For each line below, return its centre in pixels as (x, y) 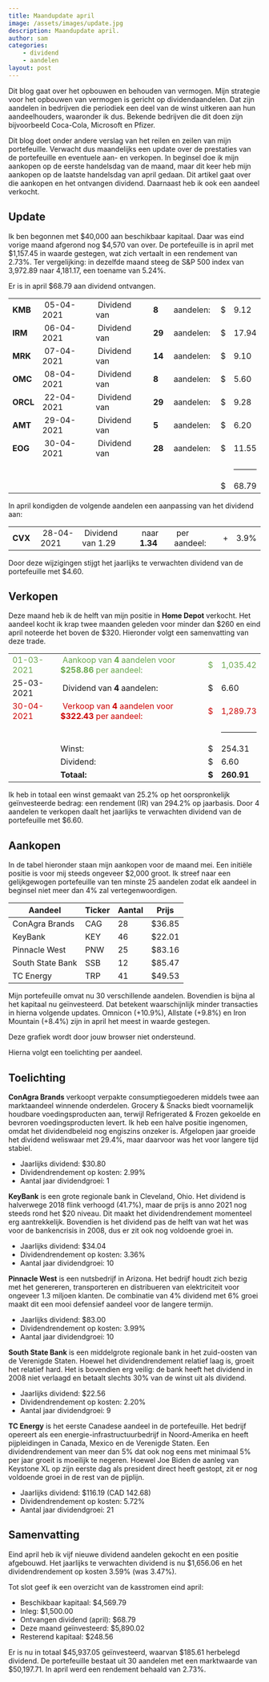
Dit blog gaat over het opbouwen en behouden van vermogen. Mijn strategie (134, 91)
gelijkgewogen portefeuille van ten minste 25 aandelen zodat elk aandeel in (132, 882)
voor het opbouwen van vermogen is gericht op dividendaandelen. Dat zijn (131, 99)
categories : (28, 46)
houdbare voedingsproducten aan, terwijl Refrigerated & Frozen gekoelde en (134, 1114)
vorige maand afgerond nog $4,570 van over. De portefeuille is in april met (131, 245)
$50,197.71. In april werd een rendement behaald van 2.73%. (107, 1669)
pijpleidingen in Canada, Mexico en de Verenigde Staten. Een (109, 1443)
